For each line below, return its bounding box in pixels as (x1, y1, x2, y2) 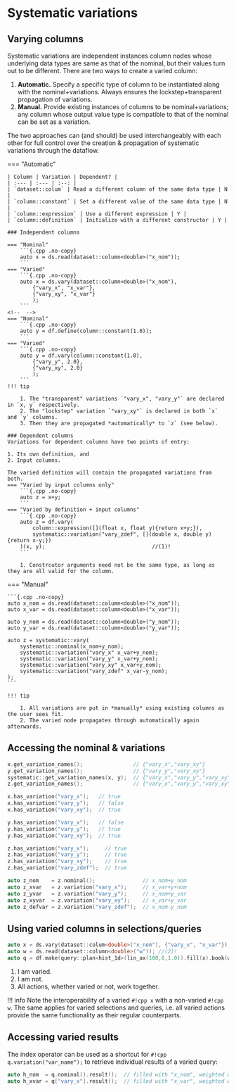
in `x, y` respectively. (7, 401, 80, 408)
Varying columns (7, 33, 84, 45)
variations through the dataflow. (7, 146, 100, 154)
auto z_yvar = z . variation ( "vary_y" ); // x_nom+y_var (7, 890, 188, 897)
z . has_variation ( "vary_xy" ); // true (7, 858, 128, 865)
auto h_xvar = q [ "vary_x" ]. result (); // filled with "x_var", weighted (7, 1077, 225, 1085)
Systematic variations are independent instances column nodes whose (7, 51, 212, 60)
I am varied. (17, 967, 52, 976)
